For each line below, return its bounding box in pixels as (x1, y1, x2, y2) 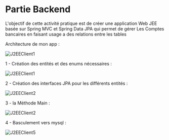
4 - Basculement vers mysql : (5, 119, 67, 125)
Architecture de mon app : (5, 41, 60, 47)
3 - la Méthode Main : (5, 100, 51, 106)
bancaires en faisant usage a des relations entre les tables (5, 31, 126, 37)
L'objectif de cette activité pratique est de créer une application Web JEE (5, 20, 157, 26)
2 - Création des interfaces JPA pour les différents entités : (5, 80, 128, 86)
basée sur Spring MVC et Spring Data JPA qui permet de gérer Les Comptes (5, 25, 164, 31)
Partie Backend (5, 4, 71, 15)
